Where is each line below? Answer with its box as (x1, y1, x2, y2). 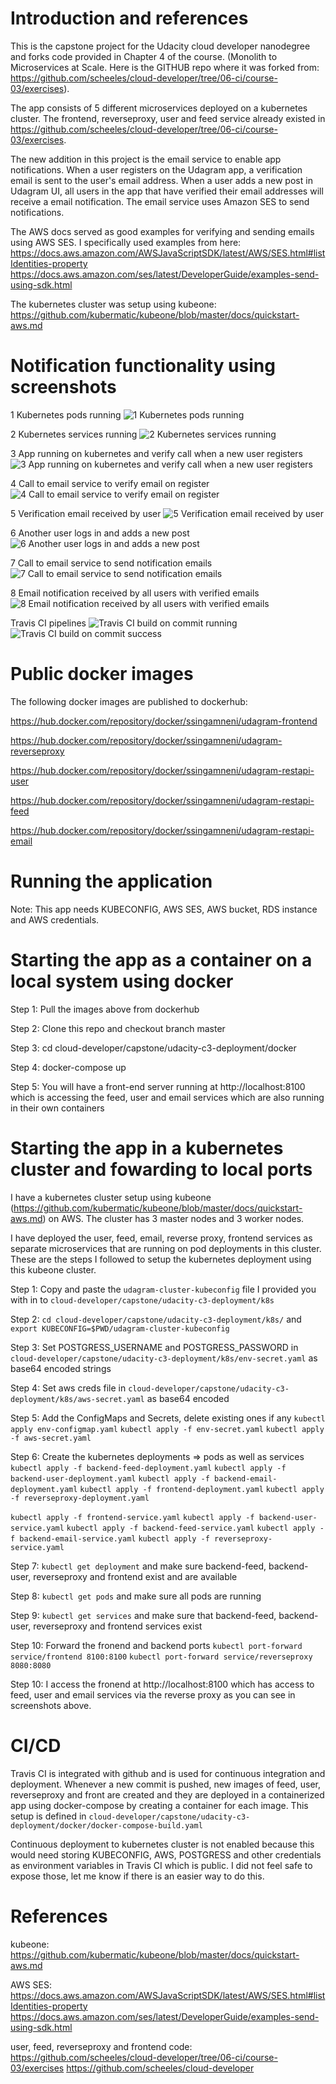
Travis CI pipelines (10, 617, 87, 629)
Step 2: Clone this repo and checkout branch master (10, 1022, 226, 1034)
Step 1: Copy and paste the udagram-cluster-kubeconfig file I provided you (10, 1283, 317, 1295)
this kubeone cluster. (10, 1263, 97, 1276)
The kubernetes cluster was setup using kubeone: (10, 298, 217, 310)
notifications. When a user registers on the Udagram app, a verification (10, 163, 303, 176)
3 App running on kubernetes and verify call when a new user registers (10, 447, 304, 459)
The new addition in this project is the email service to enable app (10, 153, 282, 165)
